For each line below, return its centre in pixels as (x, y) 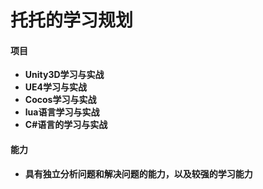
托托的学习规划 (72, 20)
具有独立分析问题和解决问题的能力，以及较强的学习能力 (138, 173)
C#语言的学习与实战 (66, 125)
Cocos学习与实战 (60, 100)
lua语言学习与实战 (62, 112)
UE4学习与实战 (56, 87)
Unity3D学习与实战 (64, 75)
